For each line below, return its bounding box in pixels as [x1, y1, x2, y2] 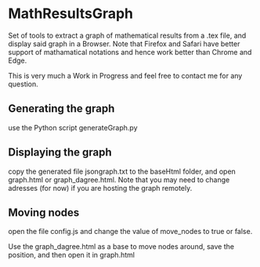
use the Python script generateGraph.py [8, 123, 139, 132]
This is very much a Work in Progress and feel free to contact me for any [8, 71, 243, 80]
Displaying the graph [8, 146, 112, 159]
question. [8, 79, 39, 89]
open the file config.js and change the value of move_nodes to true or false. [8, 227, 253, 236]
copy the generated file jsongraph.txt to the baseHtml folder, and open [8, 166, 237, 176]
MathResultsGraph [8, 5, 134, 23]
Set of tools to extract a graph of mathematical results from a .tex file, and [8, 31, 247, 40]
